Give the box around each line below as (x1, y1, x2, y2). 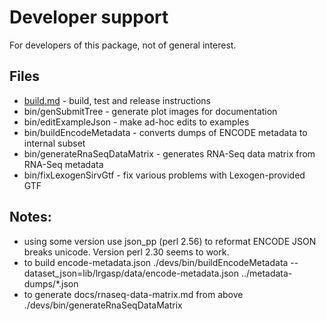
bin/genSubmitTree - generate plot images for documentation (23, 105, 278, 117)
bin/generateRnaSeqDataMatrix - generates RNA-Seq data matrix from (23, 147, 316, 160)
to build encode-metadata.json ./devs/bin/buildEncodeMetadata (23, 256, 289, 268)
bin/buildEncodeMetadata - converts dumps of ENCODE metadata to (23, 126, 308, 138)
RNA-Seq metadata (23, 158, 104, 170)
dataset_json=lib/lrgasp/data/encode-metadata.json (23, 267, 239, 279)
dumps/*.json (23, 277, 79, 290)
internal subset (23, 137, 86, 149)
